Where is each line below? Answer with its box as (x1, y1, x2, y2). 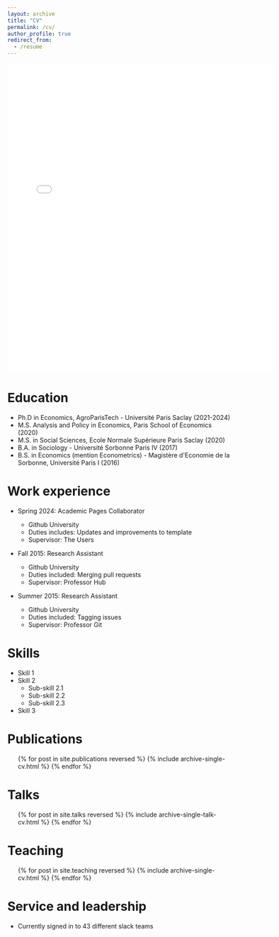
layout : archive (7, 10, 55, 18)
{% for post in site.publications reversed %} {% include (17, 754, 179, 763)
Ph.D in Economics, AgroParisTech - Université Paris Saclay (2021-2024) (17, 413, 231, 421)
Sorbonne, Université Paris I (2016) (17, 458, 120, 467)
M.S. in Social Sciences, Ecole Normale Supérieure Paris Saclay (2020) (17, 436, 225, 444)
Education (7, 390, 69, 406)
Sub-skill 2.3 (28, 698, 65, 707)
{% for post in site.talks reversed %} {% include (17, 810, 158, 819)
